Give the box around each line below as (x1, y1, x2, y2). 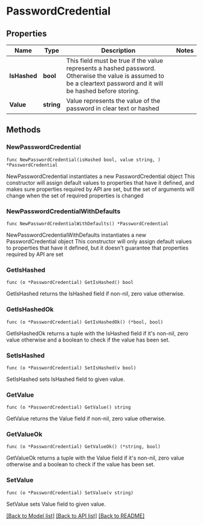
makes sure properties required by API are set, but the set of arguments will (6, 185, 195, 193)
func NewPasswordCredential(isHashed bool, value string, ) (6, 156, 161, 163)
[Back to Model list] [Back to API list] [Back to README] (6, 512, 145, 519)
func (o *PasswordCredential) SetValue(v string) (6, 489, 134, 496)
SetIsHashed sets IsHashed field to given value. (6, 375, 125, 383)
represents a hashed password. (66, 64, 156, 72)
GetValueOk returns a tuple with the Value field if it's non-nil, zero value (6, 454, 184, 461)
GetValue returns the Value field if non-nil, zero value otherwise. (6, 415, 166, 422)
